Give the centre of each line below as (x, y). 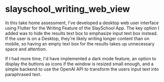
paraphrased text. (23, 74)
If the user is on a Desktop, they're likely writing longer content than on (77, 39)
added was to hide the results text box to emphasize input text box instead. (82, 33)
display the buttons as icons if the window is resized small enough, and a (80, 64)
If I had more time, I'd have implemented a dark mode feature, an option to (81, 58)
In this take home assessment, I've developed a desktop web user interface (82, 23)
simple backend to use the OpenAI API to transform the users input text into (82, 69)
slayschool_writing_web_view (67, 9)
